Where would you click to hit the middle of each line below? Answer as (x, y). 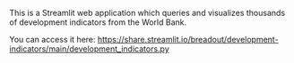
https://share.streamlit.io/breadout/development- (188, 39)
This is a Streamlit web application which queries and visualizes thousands (147, 13)
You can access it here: (52, 39)
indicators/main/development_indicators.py (90, 49)
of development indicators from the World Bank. (98, 22)
